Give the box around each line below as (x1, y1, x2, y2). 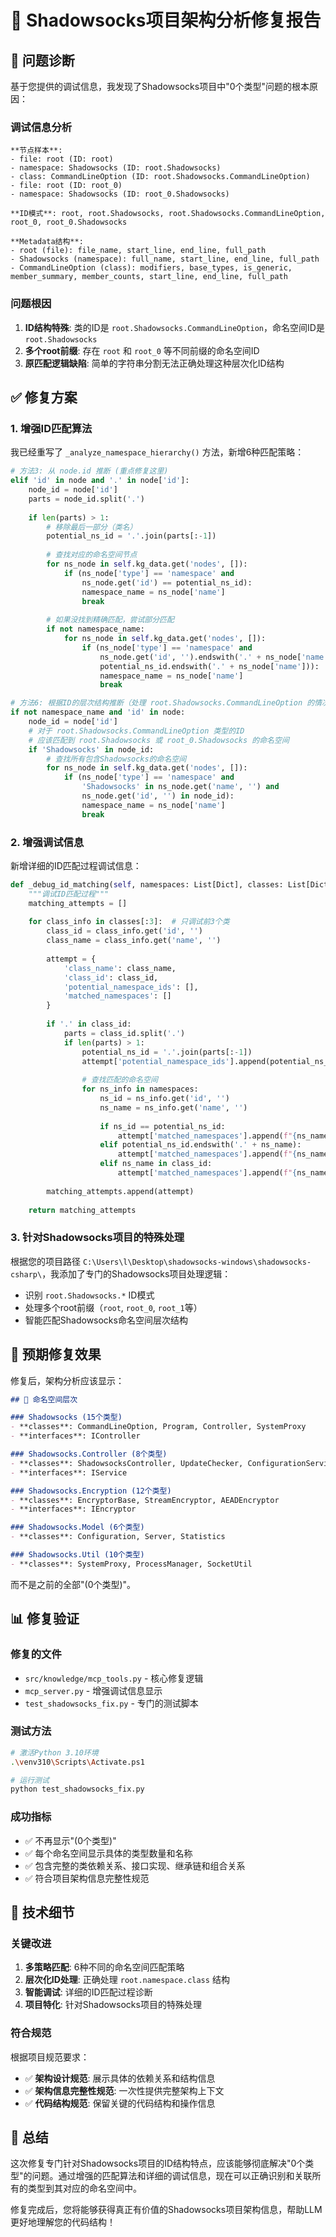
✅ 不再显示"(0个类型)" (24, 1834, 117, 1846)
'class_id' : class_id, (63, 972, 159, 983)
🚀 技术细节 (10, 1904, 75, 1921)
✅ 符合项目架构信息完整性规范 (24, 1872, 150, 1884)
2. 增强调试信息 (10, 835, 85, 849)
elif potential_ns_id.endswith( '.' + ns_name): (99, 1140, 302, 1150)
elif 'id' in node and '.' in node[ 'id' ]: (10, 476, 190, 486)
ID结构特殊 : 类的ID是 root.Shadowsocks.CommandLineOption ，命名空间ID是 (24, 321, 325, 333)
